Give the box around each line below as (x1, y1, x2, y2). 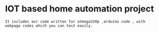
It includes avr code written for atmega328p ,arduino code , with (5, 19, 146, 24)
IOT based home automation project (5, 3, 154, 14)
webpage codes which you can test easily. (5, 23, 93, 28)
